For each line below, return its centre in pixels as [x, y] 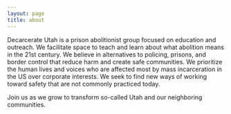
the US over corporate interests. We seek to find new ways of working [107, 76]
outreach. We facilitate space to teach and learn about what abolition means [116, 47]
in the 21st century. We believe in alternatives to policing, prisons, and [107, 54]
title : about [26, 20]
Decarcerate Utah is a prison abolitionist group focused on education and [112, 39]
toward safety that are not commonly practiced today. [84, 84]
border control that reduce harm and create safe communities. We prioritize [115, 61]
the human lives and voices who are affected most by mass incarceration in [115, 69]
